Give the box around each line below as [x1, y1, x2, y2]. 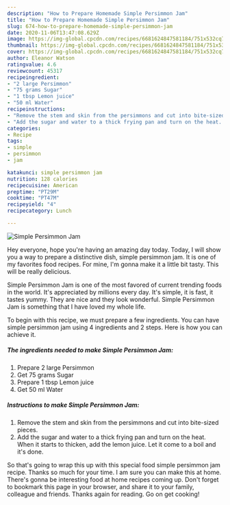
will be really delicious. [7, 267, 72, 275]
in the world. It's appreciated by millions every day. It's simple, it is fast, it [7, 287, 214, 296]
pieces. [16, 425, 38, 434]
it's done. [16, 447, 44, 456]
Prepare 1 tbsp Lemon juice [16, 378, 94, 386]
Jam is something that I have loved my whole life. [7, 303, 146, 311]
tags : [7, 138, 23, 145]
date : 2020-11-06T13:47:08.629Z [7, 29, 99, 36]
